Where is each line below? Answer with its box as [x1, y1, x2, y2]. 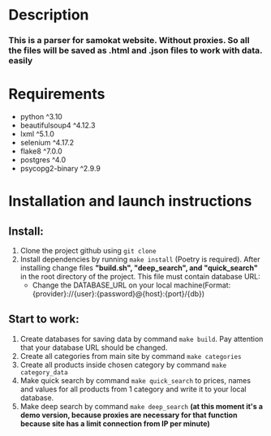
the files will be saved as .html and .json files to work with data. [8, 45, 263, 56]
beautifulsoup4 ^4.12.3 [19, 120, 96, 131]
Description [8, 6, 89, 24]
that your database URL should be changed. [19, 343, 168, 352]
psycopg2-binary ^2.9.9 [19, 164, 101, 174]
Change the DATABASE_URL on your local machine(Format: [32, 280, 231, 290]
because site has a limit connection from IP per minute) [19, 418, 210, 428]
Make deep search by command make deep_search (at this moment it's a [19, 401, 264, 411]
